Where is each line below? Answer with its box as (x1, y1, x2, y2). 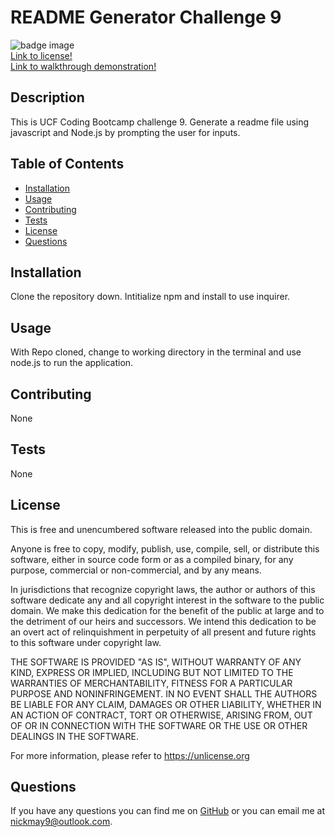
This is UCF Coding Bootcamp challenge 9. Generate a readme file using (10, 116, 310, 128)
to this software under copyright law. (10, 636, 162, 648)
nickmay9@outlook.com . (10, 816, 113, 828)
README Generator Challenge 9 (10, 6, 282, 29)
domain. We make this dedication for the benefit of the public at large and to (10, 604, 325, 616)
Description (10, 89, 85, 106)
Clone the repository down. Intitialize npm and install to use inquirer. (10, 291, 291, 303)
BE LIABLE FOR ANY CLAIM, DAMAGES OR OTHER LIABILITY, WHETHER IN (10, 698, 322, 710)
